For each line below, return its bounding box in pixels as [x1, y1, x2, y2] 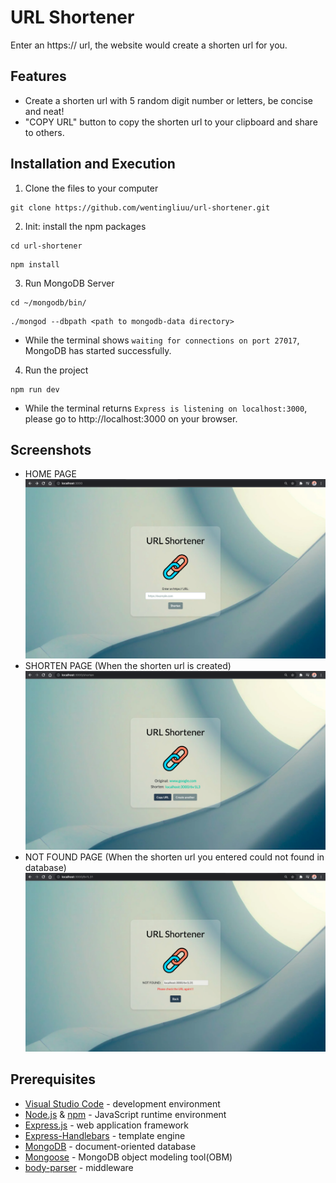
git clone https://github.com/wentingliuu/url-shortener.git [10, 202, 271, 213]
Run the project [24, 364, 89, 376]
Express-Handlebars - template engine [24, 1129, 186, 1141]
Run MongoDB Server [24, 277, 115, 289]
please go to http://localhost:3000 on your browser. [24, 412, 238, 425]
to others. [24, 126, 65, 138]
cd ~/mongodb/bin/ [10, 297, 87, 308]
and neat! [24, 105, 65, 117]
